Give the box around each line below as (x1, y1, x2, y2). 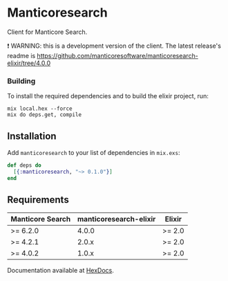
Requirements (7, 194, 69, 206)
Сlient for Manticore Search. (7, 28, 88, 36)
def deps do (7, 162, 41, 169)
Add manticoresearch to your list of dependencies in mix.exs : (7, 149, 180, 157)
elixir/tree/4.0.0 (7, 59, 51, 67)
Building (7, 76, 36, 86)
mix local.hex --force (7, 105, 73, 112)
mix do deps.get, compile (7, 111, 82, 118)
